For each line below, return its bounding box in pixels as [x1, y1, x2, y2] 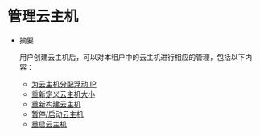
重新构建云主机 [31, 99, 81, 109]
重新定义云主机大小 [31, 89, 96, 98]
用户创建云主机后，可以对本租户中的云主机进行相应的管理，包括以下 [19, 52, 246, 62]
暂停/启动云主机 [31, 109, 84, 118]
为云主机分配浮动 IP [31, 79, 97, 89]
